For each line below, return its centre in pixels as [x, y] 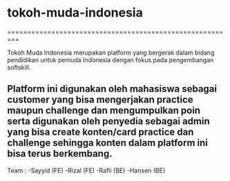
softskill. [19, 67]
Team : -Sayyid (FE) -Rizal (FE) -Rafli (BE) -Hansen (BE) [86, 170]
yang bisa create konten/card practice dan [100, 132]
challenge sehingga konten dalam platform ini [108, 143]
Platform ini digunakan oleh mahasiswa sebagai [112, 89]
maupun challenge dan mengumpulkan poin [104, 111]
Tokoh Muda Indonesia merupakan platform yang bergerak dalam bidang [111, 53]
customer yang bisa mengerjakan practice [100, 100]
